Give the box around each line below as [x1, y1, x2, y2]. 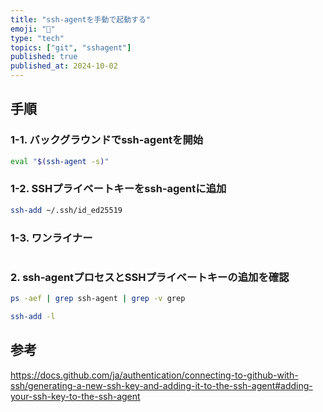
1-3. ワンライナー [10, 231, 93, 245]
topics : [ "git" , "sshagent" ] [10, 42, 132, 53]
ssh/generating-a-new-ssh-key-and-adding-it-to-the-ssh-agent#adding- [10, 379, 313, 391]
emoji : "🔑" [10, 24, 56, 34]
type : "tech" [10, 33, 65, 43]
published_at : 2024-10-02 [10, 61, 118, 71]
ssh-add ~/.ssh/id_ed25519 [10, 205, 123, 215]
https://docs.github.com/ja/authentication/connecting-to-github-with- [10, 369, 299, 381]
